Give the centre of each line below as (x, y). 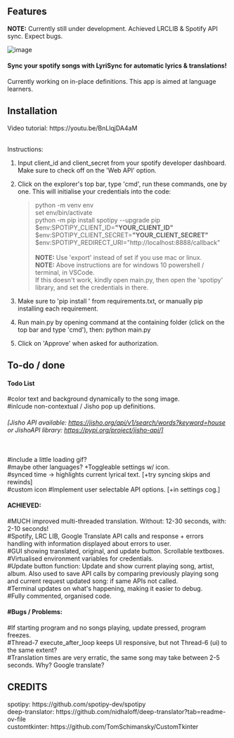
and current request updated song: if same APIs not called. (93, 581)
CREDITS (27, 687)
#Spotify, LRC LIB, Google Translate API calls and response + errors (105, 536)
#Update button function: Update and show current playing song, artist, (111, 565)
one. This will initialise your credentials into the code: (94, 191)
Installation (32, 111)
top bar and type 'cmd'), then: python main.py (84, 330)
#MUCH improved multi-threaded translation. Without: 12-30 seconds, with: (117, 521)
